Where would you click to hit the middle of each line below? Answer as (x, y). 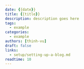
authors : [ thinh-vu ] (26, 41)
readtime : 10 (18, 59)
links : (12, 50)
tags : (10, 23)
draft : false (18, 46)
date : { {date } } (20, 9)
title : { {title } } (23, 14)
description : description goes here (42, 18)
